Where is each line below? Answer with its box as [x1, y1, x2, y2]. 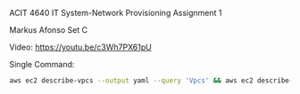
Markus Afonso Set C [9, 25, 87, 35]
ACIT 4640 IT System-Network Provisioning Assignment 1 [9, 8, 222, 18]
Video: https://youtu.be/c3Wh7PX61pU [9, 42, 152, 52]
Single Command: [9, 59, 75, 69]
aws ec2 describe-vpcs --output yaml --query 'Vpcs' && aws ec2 [9, 76, 254, 85]
